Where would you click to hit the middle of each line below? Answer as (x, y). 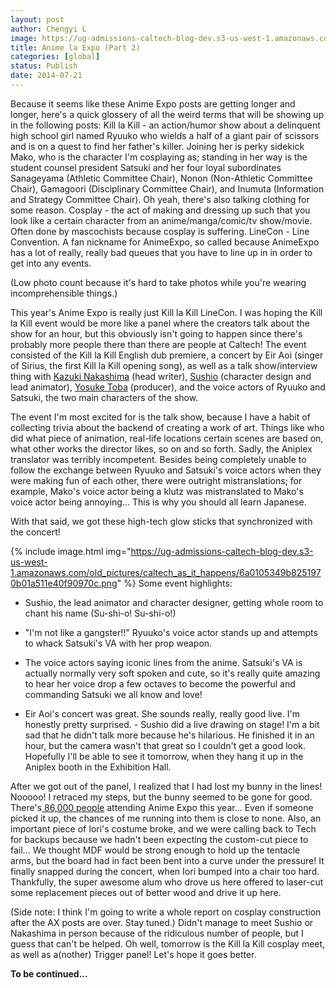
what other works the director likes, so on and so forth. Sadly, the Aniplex (161, 448)
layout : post (37, 19)
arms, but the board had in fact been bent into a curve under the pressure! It (167, 860)
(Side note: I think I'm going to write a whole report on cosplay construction (166, 912)
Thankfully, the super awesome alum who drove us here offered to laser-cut (167, 882)
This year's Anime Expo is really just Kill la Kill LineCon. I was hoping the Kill (166, 312)
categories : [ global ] (55, 57)
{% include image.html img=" (71, 551)
